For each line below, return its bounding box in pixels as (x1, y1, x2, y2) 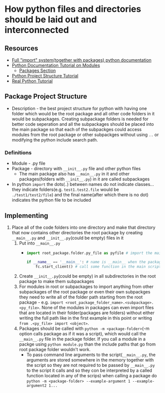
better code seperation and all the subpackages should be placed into (11, 121, 154, 127)
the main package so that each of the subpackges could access (11, 126, 142, 132)
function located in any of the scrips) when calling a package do (26, 372, 157, 378)
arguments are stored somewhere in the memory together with (26, 357, 154, 363)
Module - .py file (11, 160, 45, 166)
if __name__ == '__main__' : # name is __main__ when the (26, 259, 146, 264)
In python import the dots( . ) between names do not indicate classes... (11, 181, 154, 187)
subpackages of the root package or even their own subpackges (19, 288, 151, 294)
